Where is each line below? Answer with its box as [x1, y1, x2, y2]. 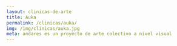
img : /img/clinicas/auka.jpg [6, 25, 80, 32]
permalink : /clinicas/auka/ [6, 20, 78, 26]
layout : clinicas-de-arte [6, 8, 72, 15]
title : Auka [6, 14, 36, 20]
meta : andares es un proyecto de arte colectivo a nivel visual [6, 31, 172, 37]
